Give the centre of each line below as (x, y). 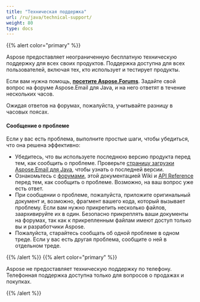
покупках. (19, 282)
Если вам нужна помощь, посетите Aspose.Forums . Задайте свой (91, 81)
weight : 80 (20, 23)
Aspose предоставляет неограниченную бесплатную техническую (92, 57)
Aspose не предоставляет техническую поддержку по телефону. (89, 269)
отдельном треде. (38, 246)
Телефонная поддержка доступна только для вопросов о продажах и (95, 275)
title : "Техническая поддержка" (46, 12)
